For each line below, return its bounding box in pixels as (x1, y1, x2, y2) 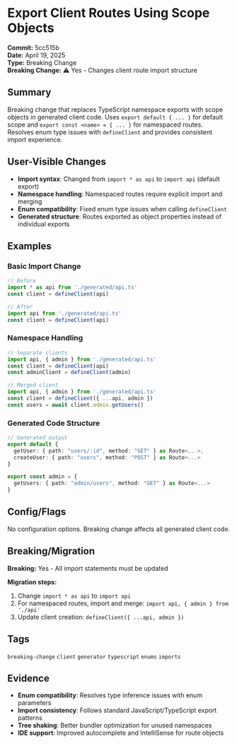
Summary (7, 86, 52, 98)
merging (17, 197, 42, 206)
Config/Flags (7, 506, 67, 518)
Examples (7, 240, 52, 252)
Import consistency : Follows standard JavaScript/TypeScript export (17, 706, 217, 715)
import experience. (7, 135, 63, 144)
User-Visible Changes (7, 156, 106, 168)
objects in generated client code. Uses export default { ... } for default (7, 112, 224, 121)
